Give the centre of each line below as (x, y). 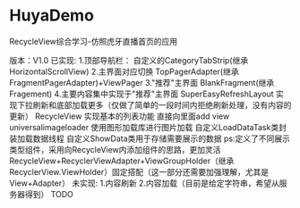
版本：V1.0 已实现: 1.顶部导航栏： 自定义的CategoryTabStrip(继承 (129, 60)
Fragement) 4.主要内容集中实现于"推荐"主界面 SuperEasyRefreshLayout (142, 94)
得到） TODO (49, 194)
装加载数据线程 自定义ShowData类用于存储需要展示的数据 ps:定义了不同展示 (150, 138)
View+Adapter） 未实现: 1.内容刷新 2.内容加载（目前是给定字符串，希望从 (144, 183)
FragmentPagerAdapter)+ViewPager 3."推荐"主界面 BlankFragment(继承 (142, 82)
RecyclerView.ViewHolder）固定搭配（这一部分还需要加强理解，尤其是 (139, 171)
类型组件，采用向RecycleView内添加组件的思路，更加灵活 (115, 149)
